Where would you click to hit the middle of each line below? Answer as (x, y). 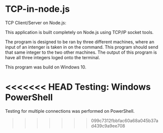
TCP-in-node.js (38, 9)
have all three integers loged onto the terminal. (53, 57)
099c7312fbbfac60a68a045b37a (125, 120)
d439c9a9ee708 (108, 126)
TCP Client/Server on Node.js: (36, 23)
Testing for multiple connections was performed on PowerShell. (70, 111)
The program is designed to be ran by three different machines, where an (80, 42)
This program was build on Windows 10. (46, 67)
